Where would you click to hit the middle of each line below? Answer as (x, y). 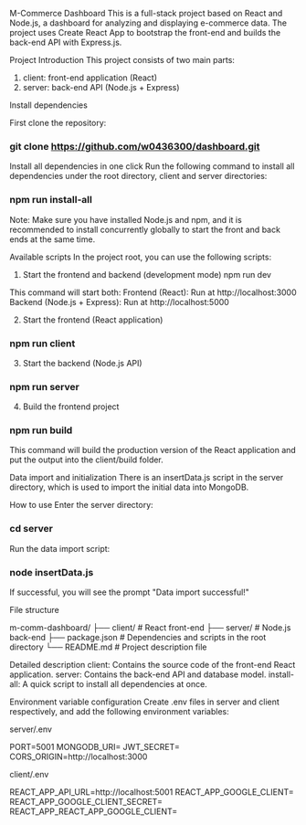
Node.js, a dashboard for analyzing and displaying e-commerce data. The (148, 23)
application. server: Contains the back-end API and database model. (138, 674)
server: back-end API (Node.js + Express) (101, 87)
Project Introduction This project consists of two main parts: (122, 60)
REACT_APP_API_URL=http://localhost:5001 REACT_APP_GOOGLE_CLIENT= (152, 792)
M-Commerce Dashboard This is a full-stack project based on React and (146, 13)
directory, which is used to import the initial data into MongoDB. (129, 487)
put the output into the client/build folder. (87, 460)
